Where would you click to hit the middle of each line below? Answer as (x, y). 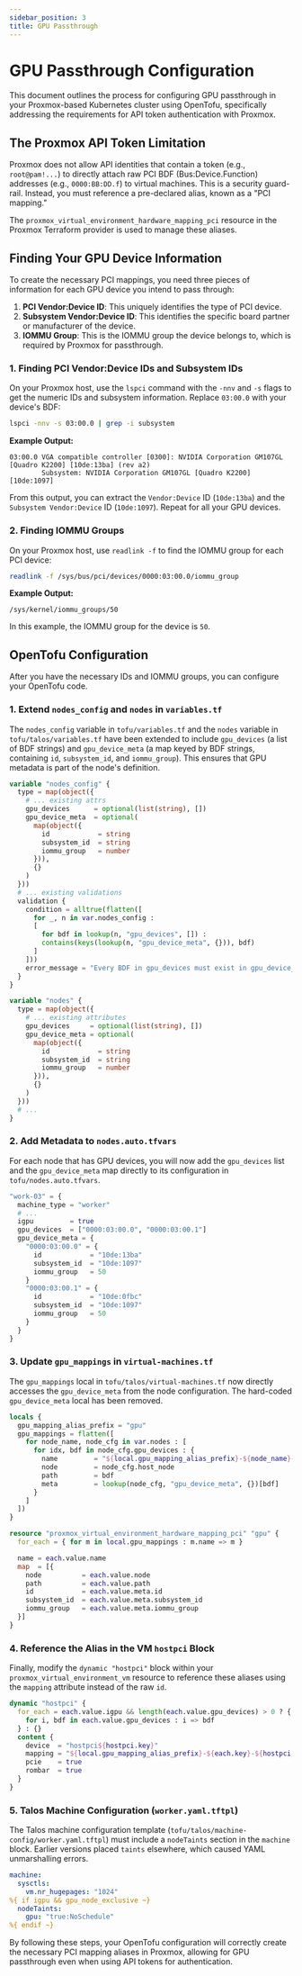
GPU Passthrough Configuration (132, 71)
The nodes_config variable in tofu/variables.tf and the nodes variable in (144, 729)
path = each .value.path (88, 1584)
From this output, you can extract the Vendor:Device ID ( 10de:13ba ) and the (147, 498)
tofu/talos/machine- (209, 1831)
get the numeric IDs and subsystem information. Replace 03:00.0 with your (148, 398)
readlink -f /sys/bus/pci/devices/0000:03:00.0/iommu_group (124, 576)
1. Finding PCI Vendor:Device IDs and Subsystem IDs (126, 368)
